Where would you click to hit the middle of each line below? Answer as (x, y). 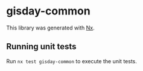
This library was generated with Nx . (50, 28)
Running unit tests (41, 47)
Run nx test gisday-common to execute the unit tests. (71, 61)
